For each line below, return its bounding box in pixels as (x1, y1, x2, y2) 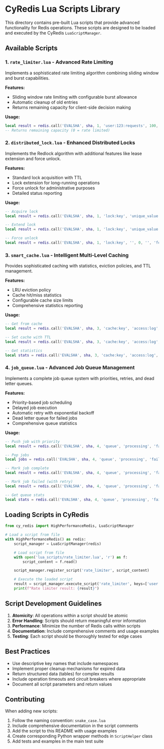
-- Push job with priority (5, 439, 60, 444)
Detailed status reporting (12, 190, 62, 196)
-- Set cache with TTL (5, 334, 51, 340)
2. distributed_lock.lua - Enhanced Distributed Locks (5, 139, 135, 146)
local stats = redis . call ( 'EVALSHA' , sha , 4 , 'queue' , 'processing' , (5, 497, 150, 502)
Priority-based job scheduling (12, 399, 72, 405)
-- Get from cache (5, 321, 42, 327)
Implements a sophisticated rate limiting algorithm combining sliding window (5, 70, 159, 76)
